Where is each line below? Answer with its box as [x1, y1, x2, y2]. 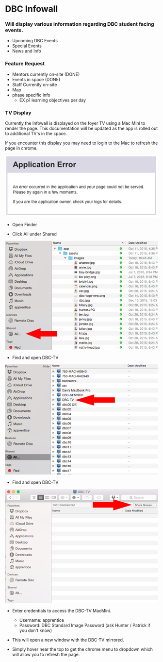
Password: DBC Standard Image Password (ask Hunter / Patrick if [19, 623, 150, 628]
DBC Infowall [5, 3, 58, 15]
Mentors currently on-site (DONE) [12, 71, 80, 77]
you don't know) [19, 628, 52, 633]
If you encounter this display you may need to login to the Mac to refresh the [5, 140, 158, 146]
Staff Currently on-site [12, 82, 57, 87]
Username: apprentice [19, 617, 65, 623]
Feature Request [5, 60, 45, 67]
